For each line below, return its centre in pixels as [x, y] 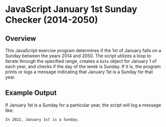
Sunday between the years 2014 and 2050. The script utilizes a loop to [78, 56]
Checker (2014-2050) [52, 20]
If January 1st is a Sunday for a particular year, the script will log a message [83, 105]
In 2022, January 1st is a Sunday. [42, 119]
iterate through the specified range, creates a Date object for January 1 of [81, 61]
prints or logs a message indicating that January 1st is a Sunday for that [79, 72]
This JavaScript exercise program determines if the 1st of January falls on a [83, 50]
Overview [21, 38]
